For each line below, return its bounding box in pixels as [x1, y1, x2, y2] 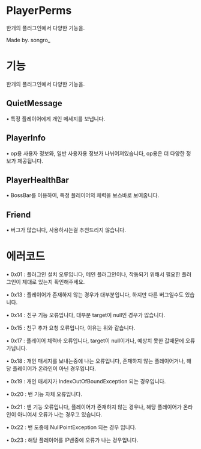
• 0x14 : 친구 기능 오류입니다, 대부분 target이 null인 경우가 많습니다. [6, 312, 166, 319]
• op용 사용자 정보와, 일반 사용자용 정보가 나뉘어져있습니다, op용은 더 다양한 [6, 149, 185, 157]
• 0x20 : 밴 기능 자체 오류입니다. [6, 391, 83, 398]
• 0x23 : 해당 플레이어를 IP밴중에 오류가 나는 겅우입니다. [6, 436, 139, 444]
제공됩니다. [17, 157, 44, 165]
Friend [6, 209, 31, 220]
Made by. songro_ [6, 36, 51, 43]
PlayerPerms [6, 4, 72, 17]
